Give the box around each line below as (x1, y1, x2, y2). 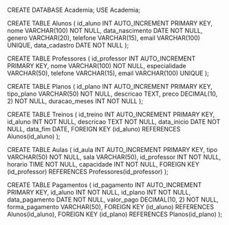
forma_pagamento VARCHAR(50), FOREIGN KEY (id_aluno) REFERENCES (7, 203, 215, 211)
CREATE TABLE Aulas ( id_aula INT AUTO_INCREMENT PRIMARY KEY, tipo (7, 146, 218, 153)
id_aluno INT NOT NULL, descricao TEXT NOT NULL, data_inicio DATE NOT (7, 118, 221, 126)
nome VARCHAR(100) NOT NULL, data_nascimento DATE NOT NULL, (7, 27, 203, 34)
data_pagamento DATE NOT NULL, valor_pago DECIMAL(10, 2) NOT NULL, (7, 195, 219, 204)
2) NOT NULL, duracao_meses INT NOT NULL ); (7, 97, 143, 105)
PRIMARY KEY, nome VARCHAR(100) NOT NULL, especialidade (7, 62, 187, 69)
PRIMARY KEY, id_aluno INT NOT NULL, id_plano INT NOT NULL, (7, 189, 191, 196)
